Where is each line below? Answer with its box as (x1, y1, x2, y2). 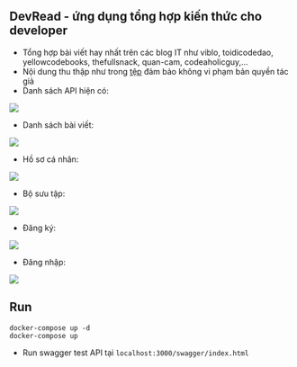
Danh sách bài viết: (22, 119, 94, 130)
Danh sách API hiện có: (22, 85, 110, 95)
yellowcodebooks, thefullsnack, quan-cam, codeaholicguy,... (22, 56, 249, 67)
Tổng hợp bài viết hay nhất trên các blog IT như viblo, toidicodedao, (22, 47, 274, 58)
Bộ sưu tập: (22, 188, 66, 199)
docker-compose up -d (9, 323, 91, 333)
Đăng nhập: (22, 256, 66, 267)
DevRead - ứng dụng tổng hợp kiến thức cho (9, 9, 263, 24)
